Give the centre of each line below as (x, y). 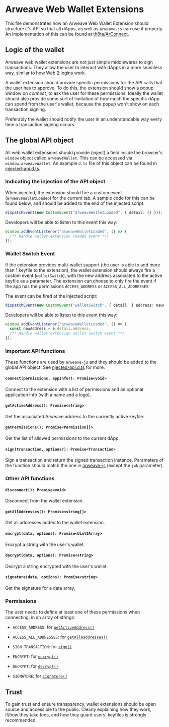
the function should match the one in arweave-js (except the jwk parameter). (84, 466)
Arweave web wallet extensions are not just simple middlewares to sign (79, 62)
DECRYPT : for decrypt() (35, 666)
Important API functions (35, 351)
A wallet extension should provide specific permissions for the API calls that (84, 82)
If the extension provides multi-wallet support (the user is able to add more (83, 265)
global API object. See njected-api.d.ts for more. (55, 367)
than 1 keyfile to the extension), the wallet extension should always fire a (80, 270)
